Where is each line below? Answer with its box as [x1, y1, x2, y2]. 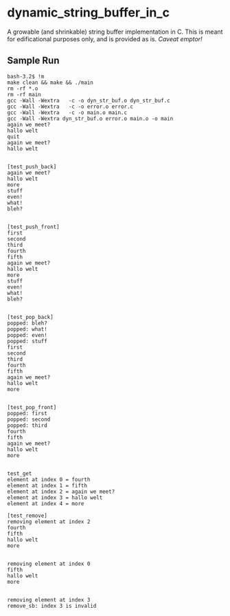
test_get [7, 470, 32, 477]
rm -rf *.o [7, 85, 38, 92]
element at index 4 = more [7, 500, 84, 507]
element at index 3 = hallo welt [7, 494, 103, 501]
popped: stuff [7, 338, 48, 344]
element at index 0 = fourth [7, 476, 91, 483]
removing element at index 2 [7, 518, 91, 525]
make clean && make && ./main [7, 79, 94, 86]
